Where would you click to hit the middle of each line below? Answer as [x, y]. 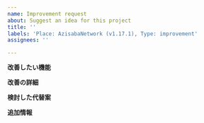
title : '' [22, 27]
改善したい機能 [29, 67]
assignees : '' [28, 40]
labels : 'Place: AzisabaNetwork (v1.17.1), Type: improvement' [103, 34]
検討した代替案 [29, 98]
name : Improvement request [47, 14]
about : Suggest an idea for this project [69, 20]
